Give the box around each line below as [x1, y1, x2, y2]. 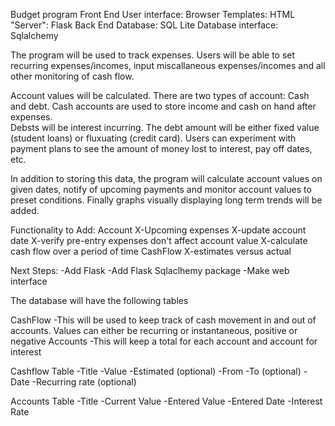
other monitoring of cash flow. [10, 70, 135, 82]
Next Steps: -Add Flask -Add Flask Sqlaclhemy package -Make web [10, 265, 290, 276]
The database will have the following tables [10, 295, 189, 306]
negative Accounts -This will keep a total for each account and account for [10, 335, 318, 347]
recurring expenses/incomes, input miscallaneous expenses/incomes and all [10, 60, 326, 71]
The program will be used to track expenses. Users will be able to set [10, 49, 296, 61]
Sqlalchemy [10, 30, 59, 41]
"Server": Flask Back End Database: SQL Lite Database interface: [10, 19, 279, 31]
